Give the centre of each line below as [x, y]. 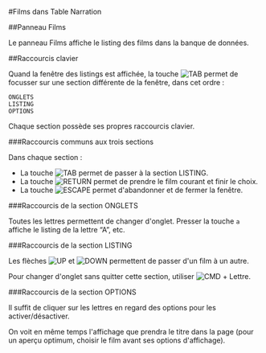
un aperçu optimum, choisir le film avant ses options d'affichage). [117, 340]
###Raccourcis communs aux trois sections [81, 142]
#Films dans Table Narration [55, 12]
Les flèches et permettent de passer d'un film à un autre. [129, 261]
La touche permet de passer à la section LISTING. [114, 173]
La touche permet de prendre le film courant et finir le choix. [139, 181]
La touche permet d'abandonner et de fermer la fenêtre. [131, 190]
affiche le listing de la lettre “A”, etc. [67, 230]
